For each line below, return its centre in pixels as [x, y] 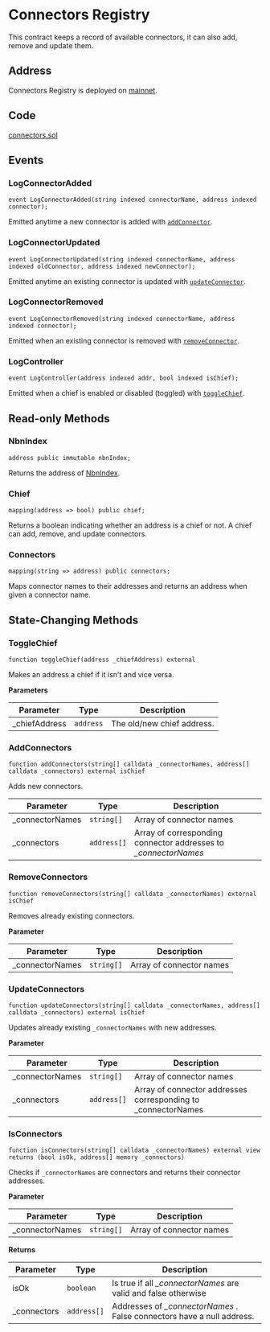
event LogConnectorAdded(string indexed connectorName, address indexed [133, 200]
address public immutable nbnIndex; [70, 458]
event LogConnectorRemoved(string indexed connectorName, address [122, 319]
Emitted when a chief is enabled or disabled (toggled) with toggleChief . [127, 393]
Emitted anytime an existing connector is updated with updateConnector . [127, 281]
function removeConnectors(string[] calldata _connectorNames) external [133, 894]
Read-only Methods [59, 419]
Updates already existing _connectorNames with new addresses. [112, 1028]
